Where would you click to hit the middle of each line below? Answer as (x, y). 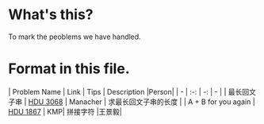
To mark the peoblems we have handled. (75, 37)
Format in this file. (69, 69)
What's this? (51, 15)
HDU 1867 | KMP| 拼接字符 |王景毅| (65, 111)
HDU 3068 (46, 102)
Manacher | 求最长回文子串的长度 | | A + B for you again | (162, 102)
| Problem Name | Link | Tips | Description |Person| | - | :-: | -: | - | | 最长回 (129, 91)
